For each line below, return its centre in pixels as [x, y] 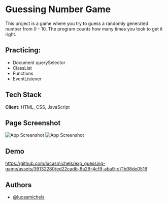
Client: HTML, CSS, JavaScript [38, 107]
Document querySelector [39, 63]
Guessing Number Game [58, 9]
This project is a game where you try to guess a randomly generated [77, 23]
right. [11, 34]
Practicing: [23, 50]
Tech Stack [23, 95]
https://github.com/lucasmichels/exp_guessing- [55, 163]
